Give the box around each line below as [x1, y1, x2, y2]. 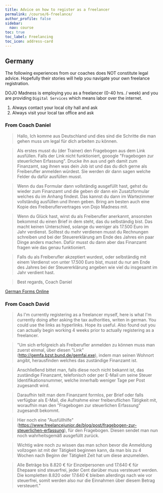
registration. [5, 80, 29, 86]
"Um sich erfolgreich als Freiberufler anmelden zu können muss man [17, 342, 155, 348]
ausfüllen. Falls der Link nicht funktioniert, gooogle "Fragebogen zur [17, 152, 154, 159]
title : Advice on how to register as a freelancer [5, 7, 110, 12]
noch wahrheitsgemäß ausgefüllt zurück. [17, 433, 100, 439]
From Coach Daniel [5, 122, 51, 129]
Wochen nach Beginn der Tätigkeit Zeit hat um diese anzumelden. [17, 452, 149, 458]
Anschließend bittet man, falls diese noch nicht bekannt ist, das [17, 367, 145, 373]
